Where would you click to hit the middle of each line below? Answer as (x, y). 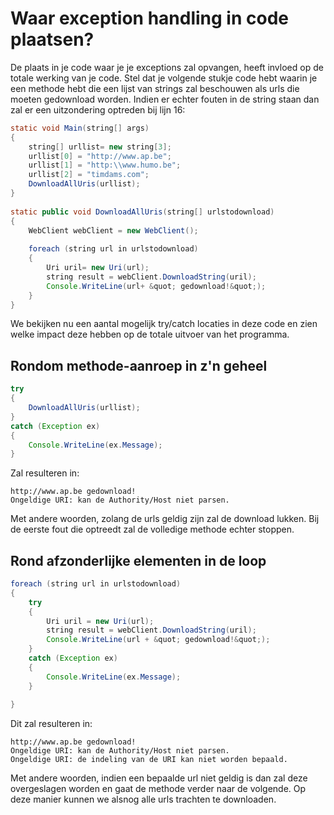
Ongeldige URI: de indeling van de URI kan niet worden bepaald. (149, 760)
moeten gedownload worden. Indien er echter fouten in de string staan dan (165, 99)
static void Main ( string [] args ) (80, 128)
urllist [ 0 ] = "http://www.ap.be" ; (100, 156)
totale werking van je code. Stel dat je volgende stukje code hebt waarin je (164, 78)
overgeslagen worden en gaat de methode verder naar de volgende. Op (158, 789)
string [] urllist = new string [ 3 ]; (100, 147)
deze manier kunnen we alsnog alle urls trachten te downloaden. (143, 799)
